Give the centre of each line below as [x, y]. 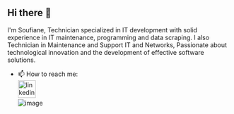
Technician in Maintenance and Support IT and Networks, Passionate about [117, 45]
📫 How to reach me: [48, 74]
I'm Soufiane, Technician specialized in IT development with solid [103, 30]
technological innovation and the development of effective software [106, 52]
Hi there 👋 [29, 13]
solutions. [22, 60]
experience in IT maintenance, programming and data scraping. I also [109, 37]
